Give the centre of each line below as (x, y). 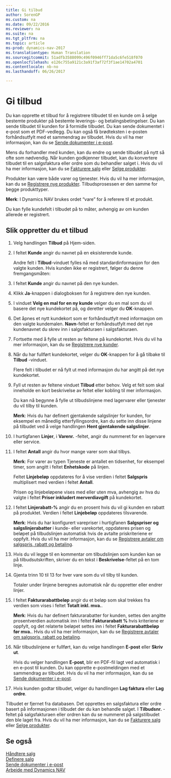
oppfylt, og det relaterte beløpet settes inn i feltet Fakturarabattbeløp (86, 626)
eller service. (27, 442)
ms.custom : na (21, 19)
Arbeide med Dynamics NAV (36, 770)
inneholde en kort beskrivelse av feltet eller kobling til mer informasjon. (88, 390)
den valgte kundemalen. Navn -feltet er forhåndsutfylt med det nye (83, 324)
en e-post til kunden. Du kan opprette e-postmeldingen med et (79, 667)
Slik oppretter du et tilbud (47, 231)
